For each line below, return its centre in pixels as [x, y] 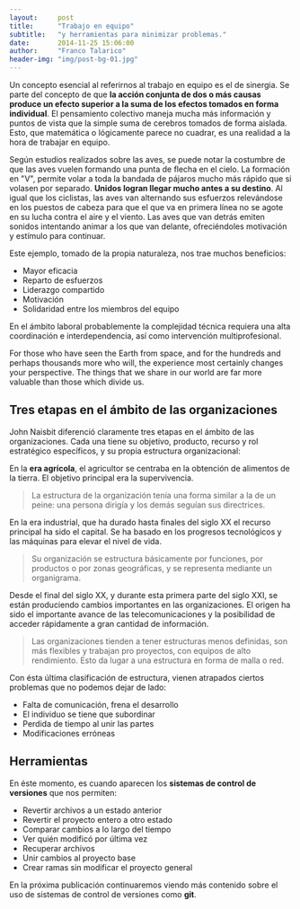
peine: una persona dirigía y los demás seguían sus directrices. [148, 505]
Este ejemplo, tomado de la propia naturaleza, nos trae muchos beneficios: [148, 253]
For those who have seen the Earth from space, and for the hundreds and [145, 353]
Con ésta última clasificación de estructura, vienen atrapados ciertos [137, 677]
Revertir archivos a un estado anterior [92, 810]
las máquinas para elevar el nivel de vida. [85, 541]
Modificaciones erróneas [68, 733]
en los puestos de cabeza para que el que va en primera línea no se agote [146, 207]
